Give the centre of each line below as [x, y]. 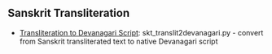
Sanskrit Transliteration [69, 13]
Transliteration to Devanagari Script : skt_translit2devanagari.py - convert [141, 32]
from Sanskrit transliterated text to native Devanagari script [118, 41]
